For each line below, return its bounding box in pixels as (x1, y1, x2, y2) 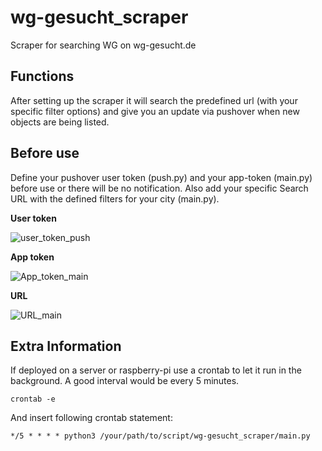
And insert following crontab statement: (10, 412, 173, 424)
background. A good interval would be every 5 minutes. (10, 375, 240, 387)
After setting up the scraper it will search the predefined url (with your (10, 94, 298, 106)
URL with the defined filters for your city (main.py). (10, 192, 220, 205)
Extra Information (10, 337, 122, 355)
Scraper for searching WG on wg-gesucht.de (10, 39, 197, 51)
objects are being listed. (10, 116, 110, 128)
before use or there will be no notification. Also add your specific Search (10, 182, 309, 194)
